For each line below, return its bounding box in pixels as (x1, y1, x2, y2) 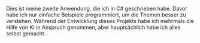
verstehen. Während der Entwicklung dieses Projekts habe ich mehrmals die (6, 18, 195, 24)
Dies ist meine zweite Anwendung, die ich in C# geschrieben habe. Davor (6, 5, 187, 12)
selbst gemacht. (6, 30, 46, 37)
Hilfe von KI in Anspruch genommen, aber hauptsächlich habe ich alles (6, 24, 181, 31)
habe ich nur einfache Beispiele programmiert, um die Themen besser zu (6, 11, 187, 18)
